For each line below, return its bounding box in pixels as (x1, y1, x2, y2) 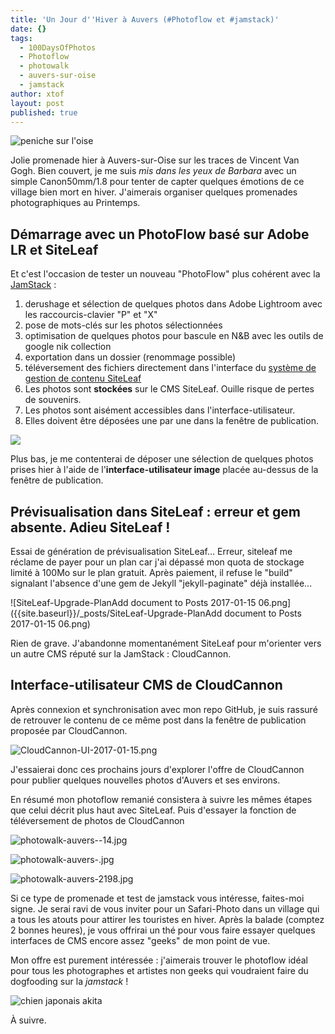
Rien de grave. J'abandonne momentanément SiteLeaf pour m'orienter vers (10, 637, 322, 649)
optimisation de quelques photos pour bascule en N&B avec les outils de (24, 330, 324, 342)
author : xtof (10, 89, 65, 99)
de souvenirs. (24, 394, 82, 406)
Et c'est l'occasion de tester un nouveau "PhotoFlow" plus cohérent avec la (10, 268, 321, 280)
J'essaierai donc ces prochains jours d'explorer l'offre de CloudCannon (10, 763, 305, 775)
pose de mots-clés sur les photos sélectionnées (24, 319, 223, 331)
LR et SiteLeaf (10, 241, 99, 258)
